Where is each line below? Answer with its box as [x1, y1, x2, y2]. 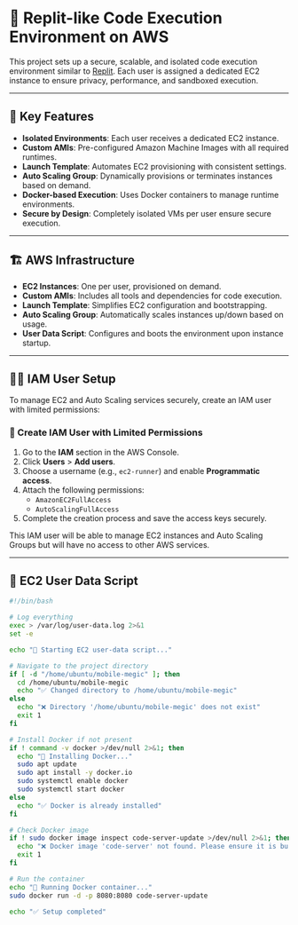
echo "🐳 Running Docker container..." [9, 882, 153, 891]
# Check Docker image [9, 826, 90, 834]
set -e [9, 629, 34, 638]
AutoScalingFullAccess [35, 505, 120, 514]
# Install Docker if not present [9, 735, 133, 744]
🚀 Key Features [9, 109, 95, 124]
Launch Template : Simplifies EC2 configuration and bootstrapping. [21, 299, 268, 310]
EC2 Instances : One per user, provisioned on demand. [21, 281, 222, 291]
